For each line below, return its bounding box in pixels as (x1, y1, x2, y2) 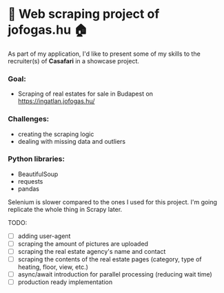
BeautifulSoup (17, 170, 59, 178)
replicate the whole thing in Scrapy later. (8, 205, 123, 213)
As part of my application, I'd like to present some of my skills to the (8, 50, 201, 58)
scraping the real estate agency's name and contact (17, 247, 166, 255)
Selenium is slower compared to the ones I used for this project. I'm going (8, 197, 218, 206)
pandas (17, 184, 40, 193)
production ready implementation (17, 278, 113, 286)
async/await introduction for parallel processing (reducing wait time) (17, 270, 212, 279)
